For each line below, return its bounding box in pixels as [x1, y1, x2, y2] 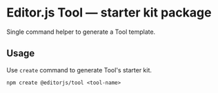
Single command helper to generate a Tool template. [6, 28, 156, 36]
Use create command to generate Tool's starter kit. [6, 65, 152, 74]
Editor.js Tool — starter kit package [6, 5, 212, 21]
